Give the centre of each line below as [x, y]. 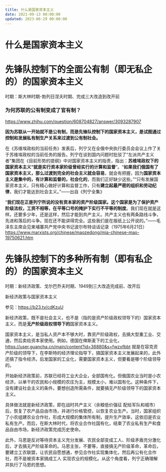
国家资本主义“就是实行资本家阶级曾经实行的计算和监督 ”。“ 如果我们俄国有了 [82, 167]
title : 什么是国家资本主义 [30, 10]
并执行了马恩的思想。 [27, 465]
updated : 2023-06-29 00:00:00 [36, 19]
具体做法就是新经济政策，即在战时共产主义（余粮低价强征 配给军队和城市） [82, 405]
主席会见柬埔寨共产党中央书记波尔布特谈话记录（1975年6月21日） [80, 227]
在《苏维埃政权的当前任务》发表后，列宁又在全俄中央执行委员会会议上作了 [81, 148]
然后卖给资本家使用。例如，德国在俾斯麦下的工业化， [68, 340]
